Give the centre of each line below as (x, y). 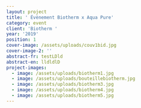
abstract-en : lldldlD (33, 62)
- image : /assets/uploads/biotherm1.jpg (63, 73)
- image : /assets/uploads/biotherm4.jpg (63, 90)
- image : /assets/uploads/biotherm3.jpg (63, 85)
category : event (26, 23)
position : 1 (21, 40)
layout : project (26, 12)
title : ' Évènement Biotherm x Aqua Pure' (60, 17)
